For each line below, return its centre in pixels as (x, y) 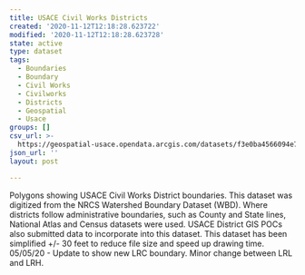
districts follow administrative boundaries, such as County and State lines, (148, 214)
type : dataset (36, 52)
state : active (36, 43)
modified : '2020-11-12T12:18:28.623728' (87, 34)
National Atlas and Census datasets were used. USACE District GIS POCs (146, 224)
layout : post (34, 161)
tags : (20, 60)
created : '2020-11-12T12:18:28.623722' (85, 26)
